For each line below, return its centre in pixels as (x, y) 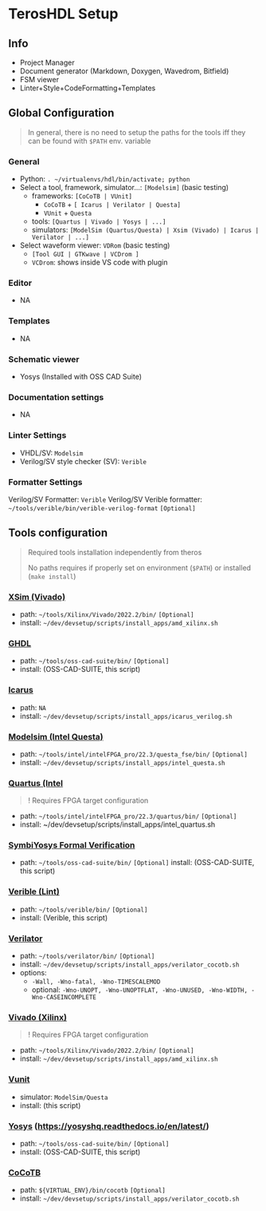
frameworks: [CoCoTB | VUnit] (82, 196)
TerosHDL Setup (63, 14)
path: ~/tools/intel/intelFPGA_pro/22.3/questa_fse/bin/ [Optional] (134, 754)
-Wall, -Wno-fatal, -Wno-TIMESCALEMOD (96, 982)
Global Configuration (61, 113)
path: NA (33, 707)
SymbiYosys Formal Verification (72, 845)
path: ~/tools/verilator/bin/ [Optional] (87, 956)
